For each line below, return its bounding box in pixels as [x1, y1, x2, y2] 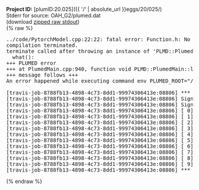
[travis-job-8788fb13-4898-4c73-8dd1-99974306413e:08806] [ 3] [6, 125, 194, 132]
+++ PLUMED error [6, 60, 56, 66]
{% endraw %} [6, 178, 43, 185]
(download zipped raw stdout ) [6, 18, 80, 25]
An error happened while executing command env [6, 78, 147, 84]
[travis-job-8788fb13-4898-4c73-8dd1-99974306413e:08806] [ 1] [6, 113, 194, 120]
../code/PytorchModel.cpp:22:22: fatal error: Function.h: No [6, 36, 191, 43]
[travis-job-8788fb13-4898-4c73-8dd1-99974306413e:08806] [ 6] [6, 143, 194, 150]
